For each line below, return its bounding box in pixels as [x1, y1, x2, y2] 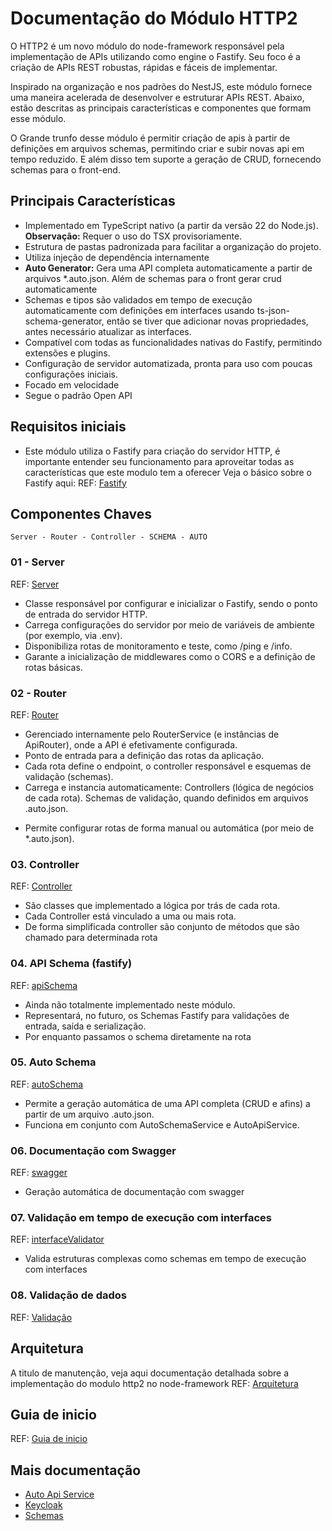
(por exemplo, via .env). [24, 629, 123, 641]
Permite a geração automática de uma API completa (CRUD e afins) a [24, 1097, 311, 1109]
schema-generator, [24, 315, 105, 327]
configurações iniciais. [24, 368, 119, 380]
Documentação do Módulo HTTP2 [10, 7, 298, 30]
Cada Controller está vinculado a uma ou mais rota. [24, 910, 237, 922]
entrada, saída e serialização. [24, 1020, 147, 1032]
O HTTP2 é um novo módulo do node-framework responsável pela [10, 40, 285, 52]
